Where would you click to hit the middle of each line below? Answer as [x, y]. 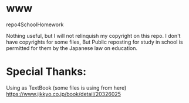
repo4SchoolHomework [35, 24]
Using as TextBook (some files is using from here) [66, 88]
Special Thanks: [46, 72]
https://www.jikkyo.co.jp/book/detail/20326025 [64, 94]
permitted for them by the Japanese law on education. [72, 48]
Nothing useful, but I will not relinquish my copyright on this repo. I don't [93, 35]
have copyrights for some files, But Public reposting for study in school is [95, 42]
